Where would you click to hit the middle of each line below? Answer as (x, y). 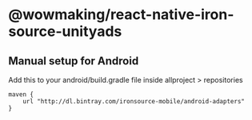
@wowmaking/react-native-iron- (121, 15)
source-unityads (65, 31)
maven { (21, 95)
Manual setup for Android (74, 61)
